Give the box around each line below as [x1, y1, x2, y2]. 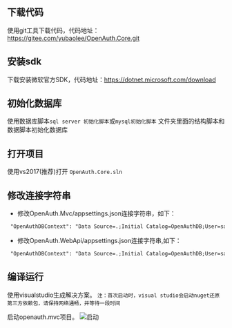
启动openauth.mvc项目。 [7, 313, 79, 321]
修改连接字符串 [7, 189, 71, 202]
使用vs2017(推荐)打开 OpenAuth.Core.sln [7, 168, 123, 176]
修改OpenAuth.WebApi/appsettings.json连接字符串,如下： [17, 236, 182, 244]
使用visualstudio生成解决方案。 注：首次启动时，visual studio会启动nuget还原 [7, 291, 220, 299]
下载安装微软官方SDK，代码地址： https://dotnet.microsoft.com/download [7, 75, 216, 84]
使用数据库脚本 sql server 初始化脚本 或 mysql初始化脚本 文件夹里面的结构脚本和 [7, 117, 225, 126]
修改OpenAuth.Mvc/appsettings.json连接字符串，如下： [17, 209, 176, 218]
